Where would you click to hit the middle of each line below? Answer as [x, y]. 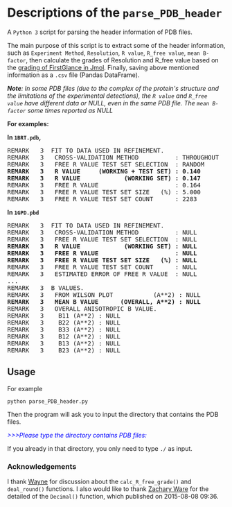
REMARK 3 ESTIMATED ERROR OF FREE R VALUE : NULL [102, 274]
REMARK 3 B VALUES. [46, 288]
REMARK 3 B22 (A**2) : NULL [64, 323]
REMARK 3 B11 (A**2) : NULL [64, 316]
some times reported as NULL [70, 110]
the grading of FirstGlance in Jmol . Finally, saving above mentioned [103, 67]
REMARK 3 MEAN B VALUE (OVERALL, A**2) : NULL [104, 302]
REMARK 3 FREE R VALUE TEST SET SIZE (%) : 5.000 [104, 192]
